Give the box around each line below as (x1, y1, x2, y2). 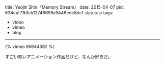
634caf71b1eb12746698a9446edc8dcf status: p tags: (5, 10, 113, 16)
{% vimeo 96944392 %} (5, 43, 55, 49)
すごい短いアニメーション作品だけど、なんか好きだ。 (5, 54, 112, 60)
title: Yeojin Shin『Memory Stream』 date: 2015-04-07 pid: (5, 4, 124, 10)
